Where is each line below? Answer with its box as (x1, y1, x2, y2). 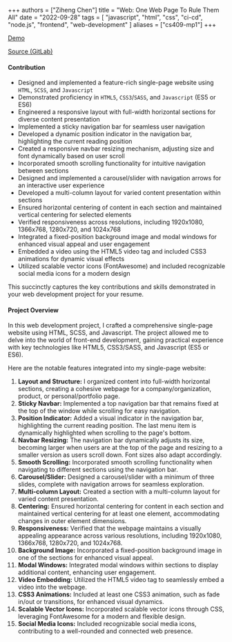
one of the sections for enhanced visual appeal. (17, 554, 154, 562)
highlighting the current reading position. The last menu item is (17, 422, 197, 430)
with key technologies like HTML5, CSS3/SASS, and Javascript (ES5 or (8, 343, 209, 352)
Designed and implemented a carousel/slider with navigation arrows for (17, 174, 222, 182)
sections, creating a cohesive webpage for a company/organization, (17, 385, 211, 393)
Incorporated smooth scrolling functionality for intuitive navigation (17, 159, 206, 168)
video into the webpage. (17, 583, 87, 592)
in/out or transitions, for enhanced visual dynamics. (17, 598, 164, 606)
